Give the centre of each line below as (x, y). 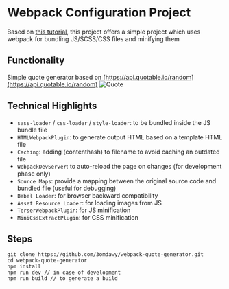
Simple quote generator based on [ (57, 77)
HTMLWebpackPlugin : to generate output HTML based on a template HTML (120, 137)
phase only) (34, 174)
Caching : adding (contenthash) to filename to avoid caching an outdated (118, 152)
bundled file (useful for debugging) (67, 188)
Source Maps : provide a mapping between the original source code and (117, 181)
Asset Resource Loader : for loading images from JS (89, 203)
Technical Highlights (52, 106)
